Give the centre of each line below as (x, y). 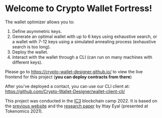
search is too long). (31, 47)
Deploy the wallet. (30, 52)
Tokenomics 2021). (24, 111)
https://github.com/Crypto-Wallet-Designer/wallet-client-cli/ (65, 91)
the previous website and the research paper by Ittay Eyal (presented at (77, 106)
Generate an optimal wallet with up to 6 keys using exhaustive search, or (85, 36)
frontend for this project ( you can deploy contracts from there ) (68, 77)
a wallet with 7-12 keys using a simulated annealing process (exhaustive (84, 41)
